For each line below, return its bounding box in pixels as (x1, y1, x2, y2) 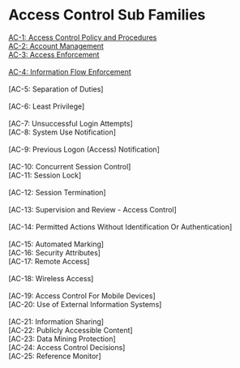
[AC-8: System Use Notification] (8, 127, 116, 137)
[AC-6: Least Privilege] (8, 101, 85, 111)
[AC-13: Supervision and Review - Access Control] (8, 204, 177, 214)
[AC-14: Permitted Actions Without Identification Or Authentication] (8, 221, 233, 232)
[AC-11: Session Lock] (8, 170, 82, 180)
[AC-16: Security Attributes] (8, 247, 101, 257)
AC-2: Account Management (8, 41, 104, 50)
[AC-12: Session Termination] (8, 187, 107, 197)
